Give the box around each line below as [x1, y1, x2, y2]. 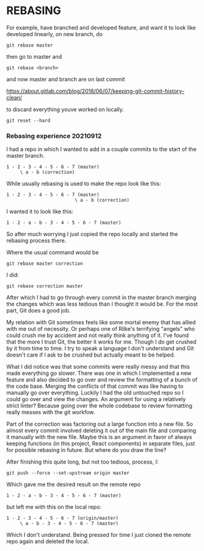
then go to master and [6, 53, 62, 60]
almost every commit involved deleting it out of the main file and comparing [6, 427, 197, 434]
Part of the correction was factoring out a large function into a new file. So [6, 420, 194, 428]
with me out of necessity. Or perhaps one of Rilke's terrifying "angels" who [6, 325, 195, 333]
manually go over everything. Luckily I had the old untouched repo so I [6, 389, 184, 396]
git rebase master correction [6, 261, 84, 267]
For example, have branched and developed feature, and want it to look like [6, 24, 196, 31]
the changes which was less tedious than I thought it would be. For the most [6, 300, 199, 308]
